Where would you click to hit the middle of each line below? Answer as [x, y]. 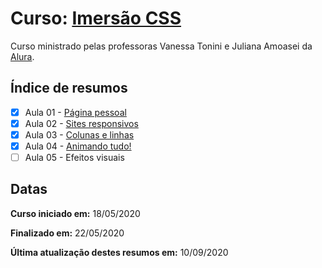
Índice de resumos [69, 88]
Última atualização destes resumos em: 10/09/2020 [119, 252]
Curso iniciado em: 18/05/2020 [75, 213]
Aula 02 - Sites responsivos [81, 123]
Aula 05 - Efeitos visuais [74, 157]
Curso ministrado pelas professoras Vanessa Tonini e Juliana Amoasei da [161, 46]
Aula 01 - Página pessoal [75, 112]
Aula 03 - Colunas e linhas [79, 134]
